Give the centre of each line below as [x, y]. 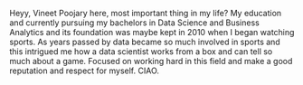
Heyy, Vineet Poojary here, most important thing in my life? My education [146, 13]
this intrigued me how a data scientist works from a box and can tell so [141, 52]
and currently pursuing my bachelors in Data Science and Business [134, 23]
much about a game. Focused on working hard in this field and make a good [151, 61]
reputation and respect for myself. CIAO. [85, 71]
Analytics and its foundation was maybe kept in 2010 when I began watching [152, 32]
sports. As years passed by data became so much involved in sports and [145, 42]
